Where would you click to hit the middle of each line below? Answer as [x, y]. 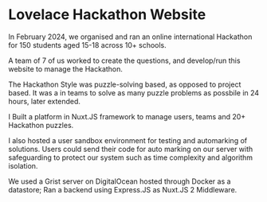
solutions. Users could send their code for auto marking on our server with [131, 149]
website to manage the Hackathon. [66, 68]
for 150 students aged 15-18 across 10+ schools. [88, 45]
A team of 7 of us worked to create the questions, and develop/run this [124, 60]
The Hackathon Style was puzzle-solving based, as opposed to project [125, 84]
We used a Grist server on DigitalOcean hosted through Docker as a [120, 181]
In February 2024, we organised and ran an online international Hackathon [130, 37]
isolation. [23, 165]
